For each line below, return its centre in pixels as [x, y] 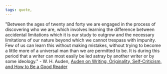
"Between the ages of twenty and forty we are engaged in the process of [80, 24]
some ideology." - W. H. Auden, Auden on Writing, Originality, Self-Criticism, [83, 61]
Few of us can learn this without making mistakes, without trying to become [83, 45]
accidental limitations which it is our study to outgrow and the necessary [80, 34]
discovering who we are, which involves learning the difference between [80, 29]
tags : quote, [19, 10]
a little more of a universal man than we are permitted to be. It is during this [82, 50]
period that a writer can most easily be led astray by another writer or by [80, 56]
